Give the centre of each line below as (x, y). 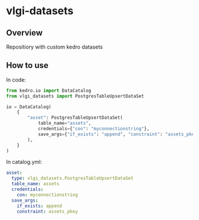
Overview (25, 33)
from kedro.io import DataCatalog (49, 90)
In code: (16, 80)
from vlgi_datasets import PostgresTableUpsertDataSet (75, 96)
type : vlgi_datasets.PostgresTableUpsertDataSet (73, 179)
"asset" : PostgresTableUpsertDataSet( (75, 118)
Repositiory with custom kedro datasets (54, 47)
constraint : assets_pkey (47, 211)
